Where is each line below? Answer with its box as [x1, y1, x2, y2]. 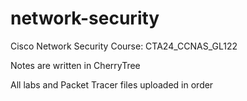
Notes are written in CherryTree [10, 59, 141, 71]
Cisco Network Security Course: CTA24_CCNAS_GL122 [10, 40, 238, 52]
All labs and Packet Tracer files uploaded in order [10, 78, 214, 91]
